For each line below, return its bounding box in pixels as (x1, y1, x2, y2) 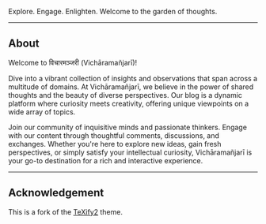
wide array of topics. (8, 106, 76, 117)
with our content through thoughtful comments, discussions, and (8, 130, 220, 140)
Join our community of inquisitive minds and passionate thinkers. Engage (8, 122, 248, 132)
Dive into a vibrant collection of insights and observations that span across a (8, 73, 258, 83)
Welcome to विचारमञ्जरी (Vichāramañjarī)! (8, 58, 138, 67)
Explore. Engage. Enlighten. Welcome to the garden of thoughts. (8, 7, 218, 16)
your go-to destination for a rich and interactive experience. (8, 155, 203, 165)
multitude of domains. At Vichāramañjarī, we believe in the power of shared (8, 82, 254, 91)
